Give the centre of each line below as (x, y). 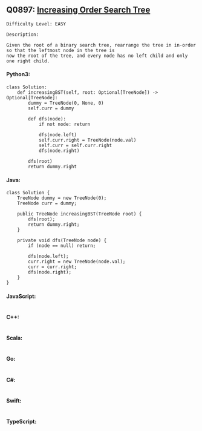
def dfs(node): (47, 119)
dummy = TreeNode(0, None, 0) (66, 103)
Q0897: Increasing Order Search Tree (78, 10)
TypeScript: (21, 422)
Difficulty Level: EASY (36, 24)
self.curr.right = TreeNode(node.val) (87, 140)
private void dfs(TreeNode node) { (62, 241)
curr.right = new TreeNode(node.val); (77, 262)
